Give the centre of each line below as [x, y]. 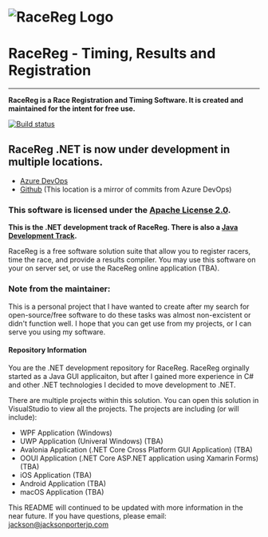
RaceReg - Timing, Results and [112, 54]
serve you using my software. [57, 332]
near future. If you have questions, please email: [87, 515]
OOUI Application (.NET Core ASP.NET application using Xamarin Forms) [139, 458]
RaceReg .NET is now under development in [119, 149]
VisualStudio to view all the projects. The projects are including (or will [124, 409]
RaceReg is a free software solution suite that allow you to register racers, [130, 251]
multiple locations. [56, 162]
